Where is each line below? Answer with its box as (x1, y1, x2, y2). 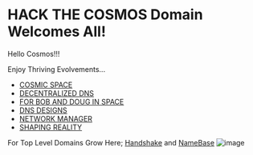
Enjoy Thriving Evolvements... (7, 64, 106, 74)
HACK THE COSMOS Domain (7, 6, 203, 24)
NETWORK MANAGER (18, 113, 93, 123)
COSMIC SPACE (18, 80, 73, 89)
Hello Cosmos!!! (7, 49, 60, 58)
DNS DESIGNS (18, 105, 67, 115)
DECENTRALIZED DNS (18, 88, 94, 97)
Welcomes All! (7, 22, 106, 41)
